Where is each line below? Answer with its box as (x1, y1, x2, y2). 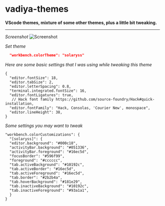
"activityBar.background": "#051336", (9, 145, 89, 150)
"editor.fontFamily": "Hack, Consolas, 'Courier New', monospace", (9, 105, 151, 110)
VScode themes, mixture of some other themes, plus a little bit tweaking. (5, 20, 157, 26)
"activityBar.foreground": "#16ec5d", (9, 149, 89, 154)
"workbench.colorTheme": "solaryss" (9, 52, 84, 57)
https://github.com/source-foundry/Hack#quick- (55, 97, 155, 102)
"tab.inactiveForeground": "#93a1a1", (9, 188, 89, 193)
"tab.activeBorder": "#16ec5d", (9, 166, 76, 171)
